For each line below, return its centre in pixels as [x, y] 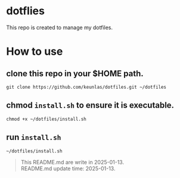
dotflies [25, 11]
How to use [35, 51]
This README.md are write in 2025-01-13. [72, 162]
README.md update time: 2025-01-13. [68, 168]
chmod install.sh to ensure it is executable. [90, 105]
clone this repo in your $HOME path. [75, 74]
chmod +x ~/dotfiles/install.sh [46, 119]
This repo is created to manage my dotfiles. [60, 27]
